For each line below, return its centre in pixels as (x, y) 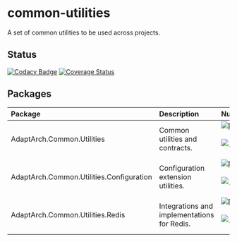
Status (22, 55)
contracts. (176, 147)
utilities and (178, 139)
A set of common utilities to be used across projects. (84, 32)
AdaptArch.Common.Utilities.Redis (68, 214)
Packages (29, 94)
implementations (187, 214)
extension (175, 176)
